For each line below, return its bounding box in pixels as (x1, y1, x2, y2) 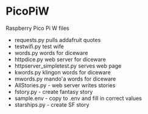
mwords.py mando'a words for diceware (14, 75, 116, 82)
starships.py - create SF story (14, 101, 90, 108)
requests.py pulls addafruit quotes (14, 36, 101, 43)
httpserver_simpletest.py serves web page (14, 62, 122, 69)
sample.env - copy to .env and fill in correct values (14, 94, 143, 102)
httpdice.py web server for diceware (14, 55, 106, 63)
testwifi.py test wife (14, 43, 65, 50)
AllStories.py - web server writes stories (14, 81, 116, 89)
